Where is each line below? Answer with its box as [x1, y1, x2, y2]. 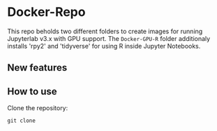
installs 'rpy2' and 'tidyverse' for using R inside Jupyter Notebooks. [7, 42, 201, 50]
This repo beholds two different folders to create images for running [7, 27, 203, 35]
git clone [7, 117, 36, 125]
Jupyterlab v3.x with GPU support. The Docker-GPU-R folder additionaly [7, 34, 211, 42]
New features [7, 62, 68, 73]
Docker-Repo [7, 4, 86, 20]
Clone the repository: [7, 104, 68, 112]
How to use [7, 85, 57, 97]
